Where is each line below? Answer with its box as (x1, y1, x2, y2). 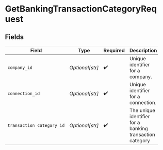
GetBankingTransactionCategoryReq (5, 3, 157, 14)
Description (129, 47, 157, 54)
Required (103, 47, 125, 54)
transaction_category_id (7, 123, 65, 128)
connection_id (7, 91, 40, 96)
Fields (5, 33, 24, 41)
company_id (7, 65, 33, 70)
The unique (129, 107, 156, 114)
